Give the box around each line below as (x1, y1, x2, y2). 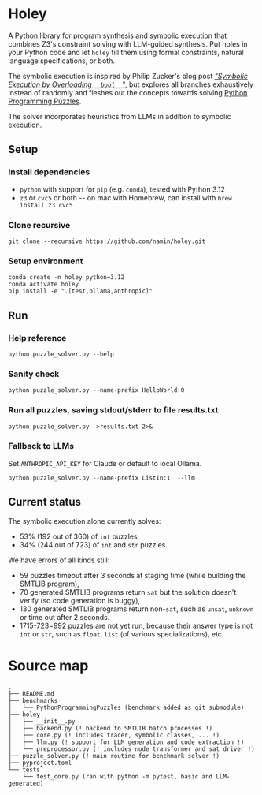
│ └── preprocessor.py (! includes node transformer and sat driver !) (8, 745, 256, 753)
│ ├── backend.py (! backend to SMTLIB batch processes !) (8, 724, 213, 732)
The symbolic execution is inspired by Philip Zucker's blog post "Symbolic (8, 71, 248, 80)
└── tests (8, 766, 41, 774)
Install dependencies (8, 166, 90, 177)
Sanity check (8, 368, 60, 379)
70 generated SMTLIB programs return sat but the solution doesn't (19, 587, 237, 596)
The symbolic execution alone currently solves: (8, 516, 161, 525)
